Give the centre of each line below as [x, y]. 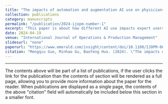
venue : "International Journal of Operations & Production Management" [81, 38]
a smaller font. [20, 97]
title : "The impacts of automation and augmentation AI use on [72, 10]
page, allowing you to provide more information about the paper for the [78, 81]
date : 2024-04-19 [23, 33]
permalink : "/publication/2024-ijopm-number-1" [56, 24]
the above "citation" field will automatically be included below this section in [83, 92]
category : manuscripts [29, 19]
